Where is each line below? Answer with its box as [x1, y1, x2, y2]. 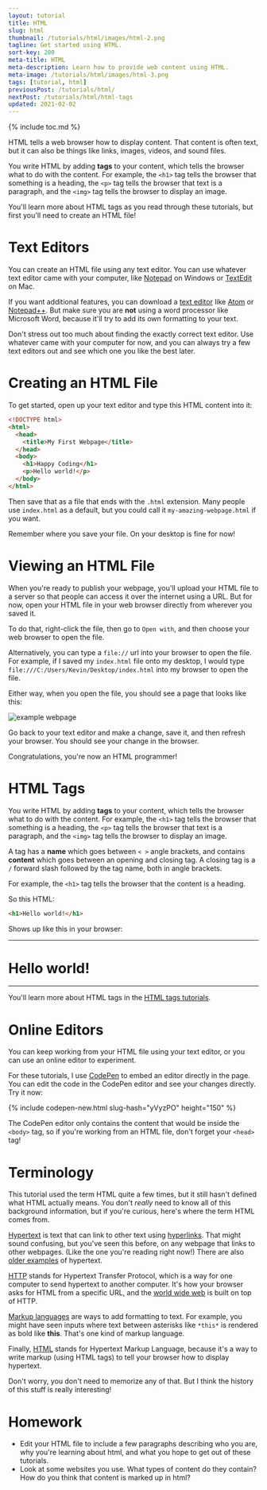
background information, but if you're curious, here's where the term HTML [8, 1206, 255, 1216]
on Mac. [8, 281, 36, 291]
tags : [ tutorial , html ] [8, 78, 87, 86]
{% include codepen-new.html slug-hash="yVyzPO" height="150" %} [8, 1103, 237, 1113]
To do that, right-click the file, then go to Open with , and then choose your [8, 623, 250, 633]
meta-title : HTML [8, 56, 66, 64]
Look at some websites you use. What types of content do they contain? [19, 1465, 257, 1474]
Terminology [8, 1163, 94, 1182]
